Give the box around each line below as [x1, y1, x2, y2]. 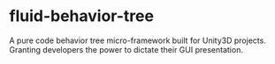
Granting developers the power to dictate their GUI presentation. [9, 44, 243, 54]
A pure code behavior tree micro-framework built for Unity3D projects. [9, 35, 267, 46]
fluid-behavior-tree [9, 6, 155, 26]
